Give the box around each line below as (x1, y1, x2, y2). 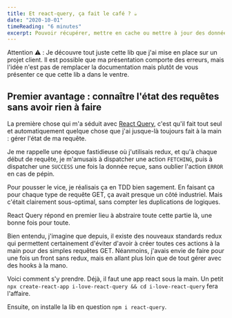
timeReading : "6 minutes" (7, 23, 81, 30)
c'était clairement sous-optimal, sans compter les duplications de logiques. (7, 198, 221, 206)
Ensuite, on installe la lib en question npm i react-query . (7, 303, 167, 311)
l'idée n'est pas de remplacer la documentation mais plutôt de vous (7, 63, 199, 71)
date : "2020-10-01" (7, 17, 64, 24)
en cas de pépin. (7, 170, 55, 178)
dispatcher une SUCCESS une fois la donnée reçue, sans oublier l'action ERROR (7, 162, 223, 171)
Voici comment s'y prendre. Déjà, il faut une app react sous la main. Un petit (7, 274, 224, 283)
